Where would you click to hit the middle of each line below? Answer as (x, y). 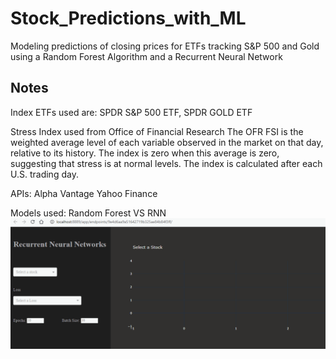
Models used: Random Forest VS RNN (88, 213)
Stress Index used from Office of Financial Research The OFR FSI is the (157, 131)
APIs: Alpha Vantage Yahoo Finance (84, 193)
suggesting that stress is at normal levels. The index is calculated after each (166, 163)
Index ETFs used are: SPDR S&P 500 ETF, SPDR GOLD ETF (131, 112)
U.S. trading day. (44, 174)
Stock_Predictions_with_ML (128, 18)
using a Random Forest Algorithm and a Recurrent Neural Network (146, 56)
